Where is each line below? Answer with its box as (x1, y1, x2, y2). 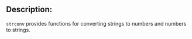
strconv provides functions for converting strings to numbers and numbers (6, 20, 187, 27)
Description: (6, 5, 53, 15)
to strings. (6, 26, 30, 33)
